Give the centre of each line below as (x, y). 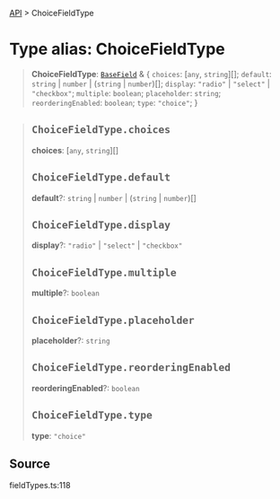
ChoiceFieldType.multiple (104, 272)
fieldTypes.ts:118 (40, 486)
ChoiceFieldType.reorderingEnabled (131, 368)
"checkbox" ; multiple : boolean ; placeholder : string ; (126, 92)
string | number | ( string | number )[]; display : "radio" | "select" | (151, 83)
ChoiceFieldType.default (101, 177)
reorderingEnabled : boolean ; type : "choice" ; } (114, 102)
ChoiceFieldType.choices (101, 130)
